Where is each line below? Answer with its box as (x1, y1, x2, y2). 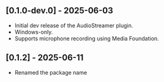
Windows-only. (14, 28, 53, 35)
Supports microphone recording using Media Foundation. (14, 34, 160, 42)
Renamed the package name (14, 69, 88, 76)
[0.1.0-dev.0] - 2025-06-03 (6, 6, 114, 16)
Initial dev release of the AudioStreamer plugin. (14, 21, 133, 29)
